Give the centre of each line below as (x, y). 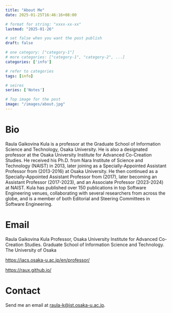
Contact (23, 291)
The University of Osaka (31, 250)
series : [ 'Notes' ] (25, 90)
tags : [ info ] (19, 76)
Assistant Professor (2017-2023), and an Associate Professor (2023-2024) (84, 182)
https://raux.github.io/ (28, 270)
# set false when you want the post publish (54, 38)
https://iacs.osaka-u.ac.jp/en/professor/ (47, 260)
